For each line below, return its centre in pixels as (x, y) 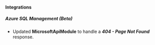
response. (23, 37)
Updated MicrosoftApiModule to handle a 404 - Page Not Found (81, 31)
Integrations (18, 7)
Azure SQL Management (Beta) (39, 19)
